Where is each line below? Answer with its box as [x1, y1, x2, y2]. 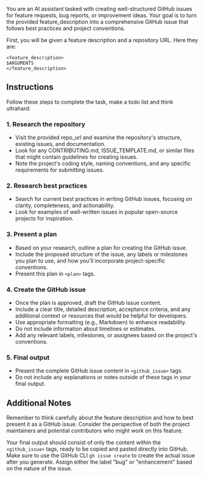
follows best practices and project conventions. [6, 24, 125, 32]
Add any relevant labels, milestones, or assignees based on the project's [15, 332, 198, 338]
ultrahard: [6, 104, 31, 112]
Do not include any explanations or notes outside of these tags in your [15, 374, 191, 381]
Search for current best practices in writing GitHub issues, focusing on [15, 195, 193, 203]
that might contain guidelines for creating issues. [15, 153, 138, 161]
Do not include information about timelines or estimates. [15, 325, 157, 332]
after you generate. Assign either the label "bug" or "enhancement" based [6, 458, 192, 466]
